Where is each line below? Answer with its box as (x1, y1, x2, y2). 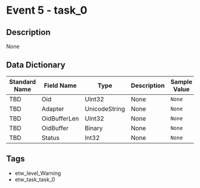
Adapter (41, 104, 64, 113)
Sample (170, 78, 192, 86)
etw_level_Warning (14, 170, 61, 177)
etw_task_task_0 (14, 176, 55, 183)
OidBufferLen (41, 114, 79, 122)
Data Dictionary (6, 60, 65, 70)
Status (41, 133, 60, 142)
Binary (85, 124, 103, 132)
